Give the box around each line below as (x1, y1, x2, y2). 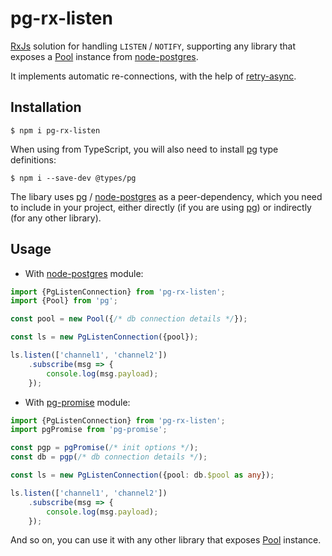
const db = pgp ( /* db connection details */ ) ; (10, 452, 208, 462)
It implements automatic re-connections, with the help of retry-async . (10, 70, 297, 82)
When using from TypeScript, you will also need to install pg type (10, 143, 279, 155)
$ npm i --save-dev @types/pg (10, 173, 137, 183)
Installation (10, 99, 82, 116)
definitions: (10, 153, 57, 166)
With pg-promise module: (24, 396, 131, 408)
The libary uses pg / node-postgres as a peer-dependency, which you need (10, 190, 323, 202)
